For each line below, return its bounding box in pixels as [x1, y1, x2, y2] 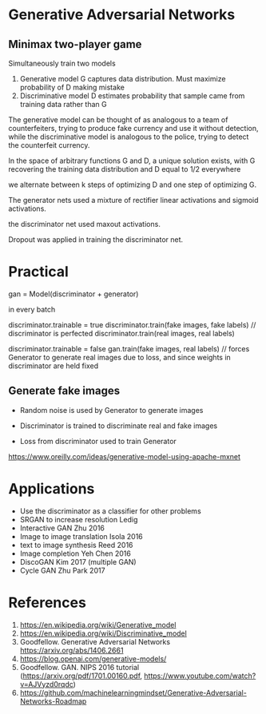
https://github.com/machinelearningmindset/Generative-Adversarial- [19, 688, 248, 697]
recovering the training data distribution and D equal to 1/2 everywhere [8, 165, 241, 173]
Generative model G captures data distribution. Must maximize [19, 74, 226, 83]
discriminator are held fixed [8, 361, 98, 371]
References [8, 593, 86, 612]
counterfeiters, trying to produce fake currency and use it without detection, [8, 124, 259, 133]
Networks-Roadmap [19, 696, 87, 706]
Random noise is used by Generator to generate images [19, 405, 204, 415]
